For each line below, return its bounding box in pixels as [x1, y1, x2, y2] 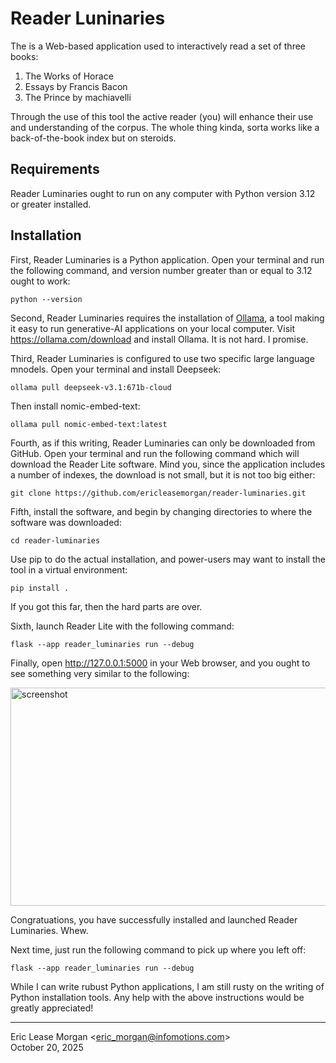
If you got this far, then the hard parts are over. [10, 600, 203, 612]
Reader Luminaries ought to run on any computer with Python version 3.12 [10, 187, 316, 199]
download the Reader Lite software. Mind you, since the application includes [10, 458, 326, 470]
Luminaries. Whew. [10, 924, 89, 936]
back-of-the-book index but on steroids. [10, 132, 177, 144]
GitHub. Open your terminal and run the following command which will [10, 447, 300, 459]
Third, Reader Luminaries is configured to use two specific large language [10, 352, 315, 364]
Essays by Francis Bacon [24, 80, 128, 92]
